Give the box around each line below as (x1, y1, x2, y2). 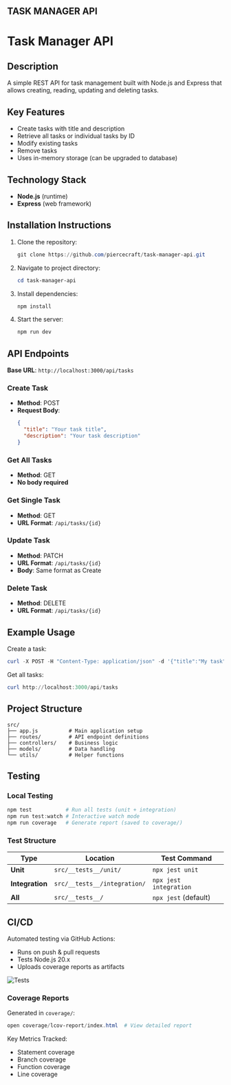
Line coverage (16, 1070, 58, 1079)
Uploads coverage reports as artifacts (16, 962, 125, 970)
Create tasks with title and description (16, 124, 125, 133)
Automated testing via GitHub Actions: (7, 935, 115, 943)
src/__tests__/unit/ (54, 866, 122, 874)
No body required (16, 478, 69, 487)
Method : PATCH (16, 551, 64, 560)
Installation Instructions (7, 219, 112, 231)
